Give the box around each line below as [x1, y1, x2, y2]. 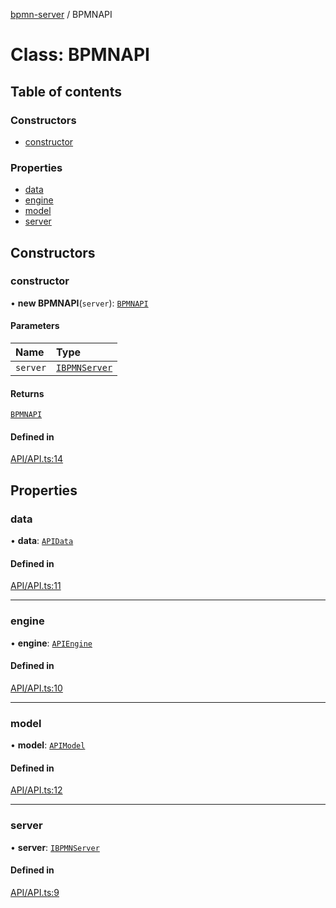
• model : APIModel [10, 739, 86, 751]
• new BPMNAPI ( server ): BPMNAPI [10, 297, 149, 309]
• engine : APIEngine [10, 637, 93, 649]
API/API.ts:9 [10, 886, 60, 898]
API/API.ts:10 [10, 682, 63, 694]
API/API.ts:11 [10, 580, 62, 592]
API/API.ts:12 [10, 784, 63, 796]
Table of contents [10, 83, 122, 100]
